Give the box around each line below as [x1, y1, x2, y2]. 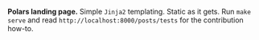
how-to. [7, 24, 34, 33]
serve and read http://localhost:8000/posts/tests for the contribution [7, 15, 245, 25]
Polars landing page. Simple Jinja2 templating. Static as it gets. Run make [7, 7, 251, 16]
